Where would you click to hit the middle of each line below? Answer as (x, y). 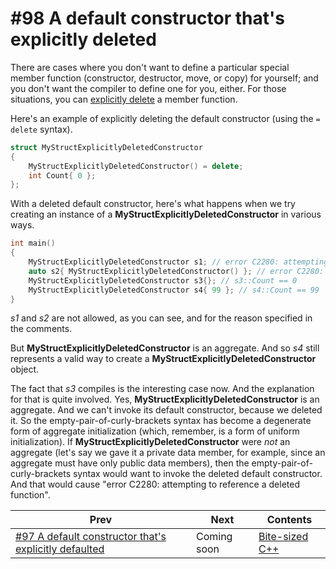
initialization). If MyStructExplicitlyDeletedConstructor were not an (150, 442)
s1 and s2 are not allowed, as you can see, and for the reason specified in (161, 318)
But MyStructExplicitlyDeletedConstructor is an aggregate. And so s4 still (165, 348)
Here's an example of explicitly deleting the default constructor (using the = (165, 118)
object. (25, 369)
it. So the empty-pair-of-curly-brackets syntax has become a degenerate (161, 421)
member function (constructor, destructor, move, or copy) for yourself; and (164, 78)
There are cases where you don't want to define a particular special (150, 67)
